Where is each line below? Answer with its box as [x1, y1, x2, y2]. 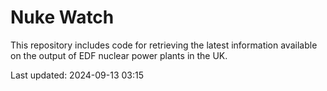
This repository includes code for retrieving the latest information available [10, 39, 318, 51]
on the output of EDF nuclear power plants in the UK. [10, 49, 228, 61]
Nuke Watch [10, 6, 115, 29]
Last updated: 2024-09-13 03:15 [10, 69, 145, 81]
